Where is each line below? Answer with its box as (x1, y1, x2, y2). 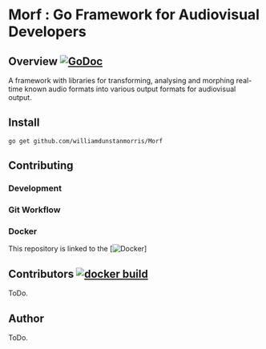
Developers (8, 22, 87, 41)
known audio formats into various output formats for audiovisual (24, 84, 236, 94)
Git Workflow (8, 204, 61, 215)
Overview (8, 54, 58, 68)
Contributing (8, 158, 74, 173)
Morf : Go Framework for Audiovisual (8, 6, 260, 24)
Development (8, 183, 62, 194)
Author (8, 311, 44, 325)
